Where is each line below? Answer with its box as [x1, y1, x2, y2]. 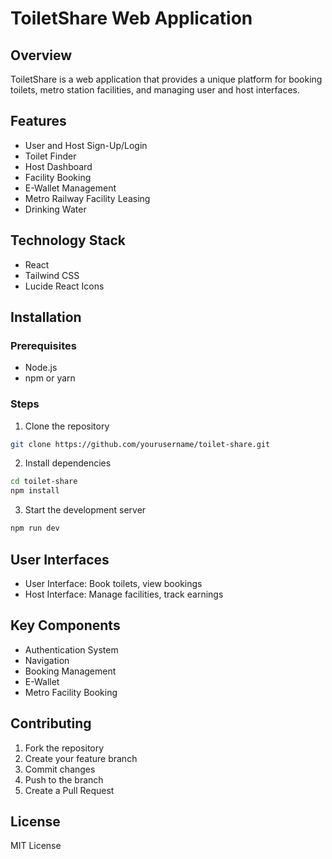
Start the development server [24, 504, 147, 516]
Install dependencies [24, 457, 112, 469]
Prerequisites [10, 338, 77, 352]
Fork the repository [24, 742, 105, 754]
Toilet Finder [24, 150, 77, 162]
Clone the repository [24, 420, 110, 432]
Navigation [24, 654, 70, 666]
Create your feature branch [24, 752, 138, 764]
